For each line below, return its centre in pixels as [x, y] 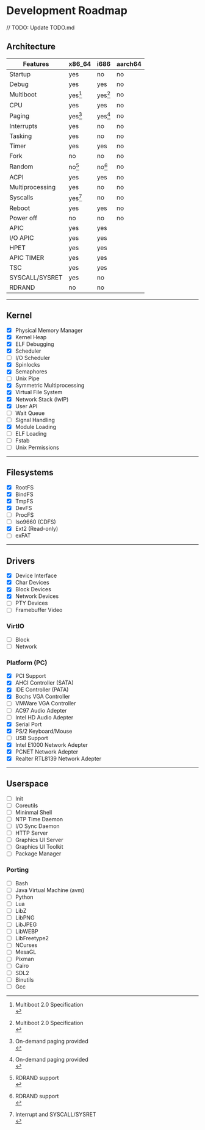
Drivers [21, 561]
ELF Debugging [34, 344]
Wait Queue [30, 413]
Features [36, 63]
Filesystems [30, 473]
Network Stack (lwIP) [42, 399]
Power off [23, 218]
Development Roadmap [67, 11]
